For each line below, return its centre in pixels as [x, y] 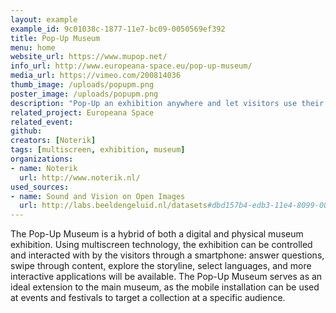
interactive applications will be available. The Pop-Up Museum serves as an [166, 277]
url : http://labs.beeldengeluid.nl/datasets [113, 206]
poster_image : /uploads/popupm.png [84, 94]
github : [26, 131]
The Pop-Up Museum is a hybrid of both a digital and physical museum [157, 234]
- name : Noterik [44, 168]
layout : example [44, 19]
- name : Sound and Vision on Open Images [98, 196]
